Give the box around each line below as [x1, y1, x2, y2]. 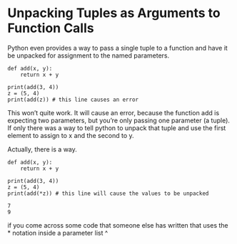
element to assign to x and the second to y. [7, 131, 134, 139]
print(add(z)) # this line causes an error [7, 96, 139, 103]
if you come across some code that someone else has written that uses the [7, 221, 228, 229]
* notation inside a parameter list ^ [7, 228, 109, 237]
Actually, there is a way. [7, 144, 77, 154]
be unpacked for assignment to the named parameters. [7, 51, 170, 60]
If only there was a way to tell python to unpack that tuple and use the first [7, 123, 226, 132]
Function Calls [7, 20, 94, 36]
